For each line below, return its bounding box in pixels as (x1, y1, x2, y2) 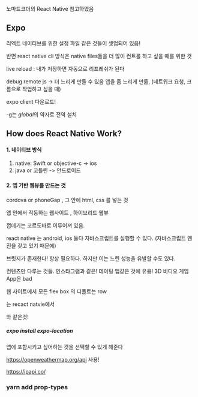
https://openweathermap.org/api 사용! (6, 356, 100, 363)
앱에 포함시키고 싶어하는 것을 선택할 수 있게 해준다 (6, 343, 123, 350)
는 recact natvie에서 (6, 300, 55, 308)
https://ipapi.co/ (6, 368, 46, 375)
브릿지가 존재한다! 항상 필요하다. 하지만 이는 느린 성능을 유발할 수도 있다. (6, 254, 176, 262)
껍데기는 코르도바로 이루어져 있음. (6, 221, 85, 229)
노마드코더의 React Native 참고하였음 (6, 5, 94, 12)
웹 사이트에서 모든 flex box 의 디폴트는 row (6, 287, 107, 295)
